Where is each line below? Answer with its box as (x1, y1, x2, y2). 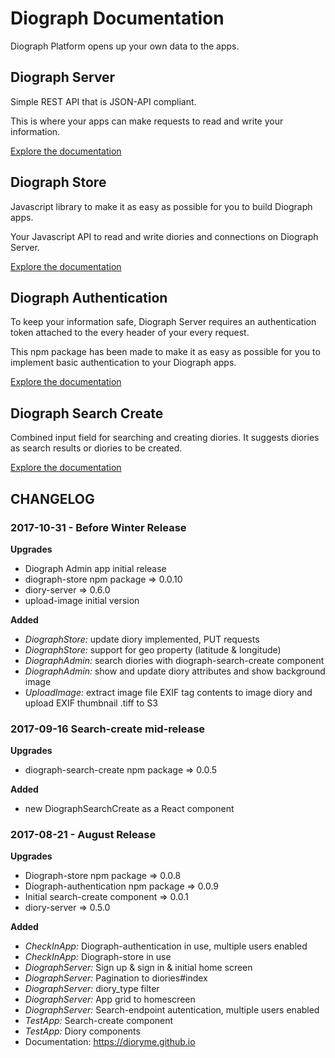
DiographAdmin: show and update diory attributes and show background (24, 665, 326, 677)
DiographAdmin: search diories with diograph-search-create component (24, 654, 325, 666)
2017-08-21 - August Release (10, 828, 157, 842)
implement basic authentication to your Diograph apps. (10, 357, 237, 369)
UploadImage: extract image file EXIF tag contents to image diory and (24, 686, 313, 698)
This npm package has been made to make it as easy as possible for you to (10, 346, 321, 358)
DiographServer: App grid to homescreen (24, 993, 196, 1006)
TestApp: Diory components (24, 1025, 141, 1037)
